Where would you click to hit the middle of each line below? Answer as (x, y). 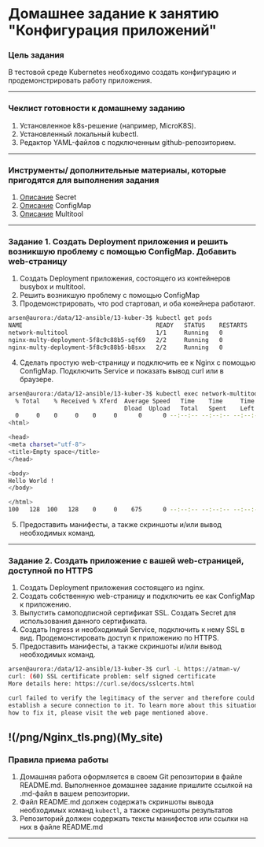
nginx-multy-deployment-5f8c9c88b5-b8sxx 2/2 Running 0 (115, 347)
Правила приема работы (58, 760)
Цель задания (36, 55)
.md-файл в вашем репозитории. (75, 793)
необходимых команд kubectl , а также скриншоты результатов (126, 810)
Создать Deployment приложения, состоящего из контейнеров (125, 279)
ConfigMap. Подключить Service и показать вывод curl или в (121, 370)
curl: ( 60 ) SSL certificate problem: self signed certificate (112, 677)
